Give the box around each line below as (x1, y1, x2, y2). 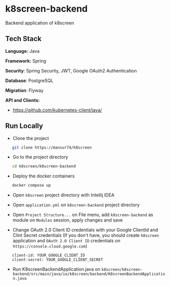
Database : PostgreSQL (5, 77, 54, 84)
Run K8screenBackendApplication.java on (12, 266, 100, 272)
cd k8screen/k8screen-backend (12, 164, 76, 169)
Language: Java (5, 48, 40, 54)
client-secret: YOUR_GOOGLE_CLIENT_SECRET (12, 257, 103, 263)
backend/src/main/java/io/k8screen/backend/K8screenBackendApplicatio (12, 272, 165, 277)
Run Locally (5, 122, 43, 130)
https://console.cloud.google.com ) (12, 243, 87, 249)
